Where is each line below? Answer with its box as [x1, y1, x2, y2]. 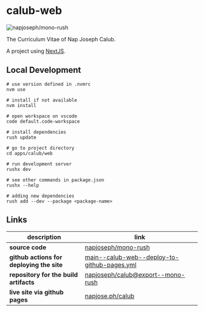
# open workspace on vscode [6, 113, 78, 119]
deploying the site [9, 260, 63, 269]
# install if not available [6, 97, 78, 103]
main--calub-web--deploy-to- [84, 253, 179, 262]
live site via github [9, 288, 64, 296]
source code [9, 243, 47, 251]
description [27, 232, 61, 241]
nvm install [6, 102, 36, 108]
